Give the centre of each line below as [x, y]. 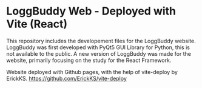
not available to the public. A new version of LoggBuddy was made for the [99, 53]
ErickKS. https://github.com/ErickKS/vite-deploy [67, 78]
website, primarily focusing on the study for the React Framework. [89, 60]
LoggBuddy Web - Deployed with [91, 11]
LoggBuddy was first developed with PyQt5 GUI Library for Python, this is [98, 47]
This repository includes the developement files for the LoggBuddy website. [101, 41]
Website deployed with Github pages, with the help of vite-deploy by [92, 72]
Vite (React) [37, 24]
